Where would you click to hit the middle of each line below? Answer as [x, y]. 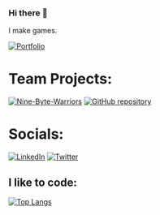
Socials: [36, 134]
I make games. [33, 31]
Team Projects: [60, 79]
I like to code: [43, 182]
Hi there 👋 [28, 13]
